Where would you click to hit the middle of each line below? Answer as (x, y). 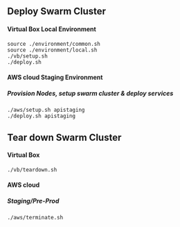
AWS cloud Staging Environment (55, 77)
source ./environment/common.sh (54, 44)
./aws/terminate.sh (35, 218)
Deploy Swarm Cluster (56, 11)
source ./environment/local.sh (52, 50)
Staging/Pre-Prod (33, 201)
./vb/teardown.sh (32, 169)
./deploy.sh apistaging (42, 116)
